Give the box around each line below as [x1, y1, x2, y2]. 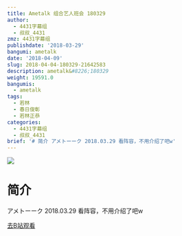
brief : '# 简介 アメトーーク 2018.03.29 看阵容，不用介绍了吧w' [7, 138, 177, 145]
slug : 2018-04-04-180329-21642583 [7, 61, 106, 68]
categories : [7, 118, 41, 126]
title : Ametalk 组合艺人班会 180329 [7, 10, 106, 17]
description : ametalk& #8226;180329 [7, 67, 109, 74]
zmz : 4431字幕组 [7, 36, 51, 43]
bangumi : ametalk [7, 49, 57, 56]
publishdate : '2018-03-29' [7, 42, 84, 49]
